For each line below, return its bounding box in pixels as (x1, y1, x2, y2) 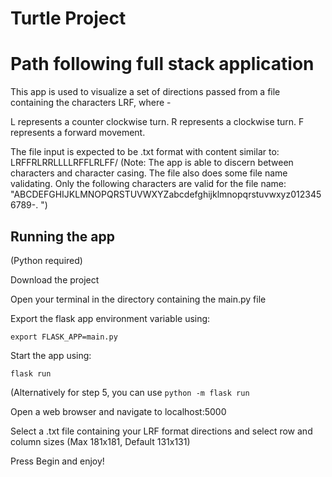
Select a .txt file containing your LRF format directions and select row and (10, 425, 313, 437)
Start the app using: (10, 349, 92, 361)
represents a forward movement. (10, 127, 146, 139)
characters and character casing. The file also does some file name (10, 167, 288, 179)
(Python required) (10, 254, 83, 266)
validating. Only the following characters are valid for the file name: (10, 178, 287, 190)
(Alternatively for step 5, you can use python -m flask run (10, 386, 250, 398)
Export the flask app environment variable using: (10, 312, 211, 324)
